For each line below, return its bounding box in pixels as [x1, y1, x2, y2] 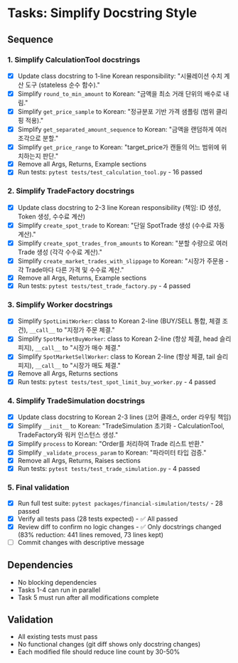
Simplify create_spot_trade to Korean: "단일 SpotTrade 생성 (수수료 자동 [17, 221, 225, 229]
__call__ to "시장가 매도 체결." [35, 361, 121, 370]
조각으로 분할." [17, 134, 59, 143]
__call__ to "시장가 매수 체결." [35, 344, 121, 352]
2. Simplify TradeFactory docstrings [7, 186, 135, 196]
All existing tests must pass [17, 632, 98, 641]
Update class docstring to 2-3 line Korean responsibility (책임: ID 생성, [17, 203, 222, 211]
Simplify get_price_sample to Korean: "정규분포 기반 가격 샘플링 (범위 [17, 107, 215, 115]
